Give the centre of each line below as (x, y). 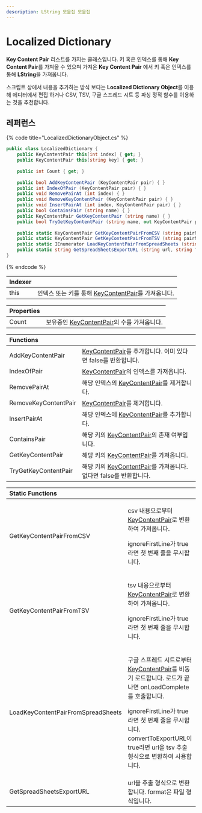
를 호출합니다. (146, 696)
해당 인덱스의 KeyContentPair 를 (125, 382)
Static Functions (33, 493)
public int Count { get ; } (51, 171)
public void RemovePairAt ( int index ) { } (71, 194)
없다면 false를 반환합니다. (116, 475)
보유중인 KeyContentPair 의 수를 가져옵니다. (105, 322)
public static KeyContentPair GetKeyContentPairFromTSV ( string (99, 239)
